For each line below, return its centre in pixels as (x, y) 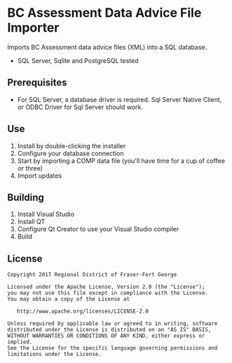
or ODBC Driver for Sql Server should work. (80, 107)
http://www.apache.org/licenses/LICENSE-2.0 (83, 312)
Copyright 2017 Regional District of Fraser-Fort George (92, 275)
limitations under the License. (54, 355)
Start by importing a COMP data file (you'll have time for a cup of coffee (121, 161)
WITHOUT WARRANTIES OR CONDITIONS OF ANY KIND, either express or (106, 336)
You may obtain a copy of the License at (69, 299)
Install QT (31, 222)
